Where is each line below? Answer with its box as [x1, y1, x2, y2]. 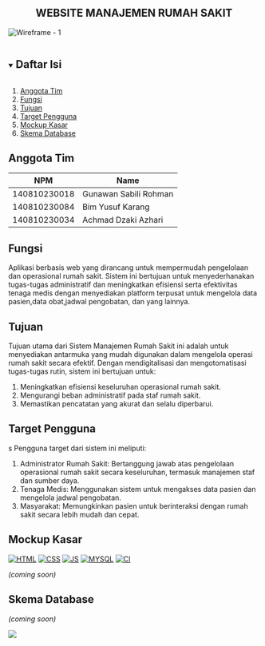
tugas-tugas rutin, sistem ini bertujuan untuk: [8, 367, 156, 376]
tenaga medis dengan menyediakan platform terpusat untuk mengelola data [8, 288, 258, 298]
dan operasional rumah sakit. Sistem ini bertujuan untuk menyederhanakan [8, 271, 255, 281]
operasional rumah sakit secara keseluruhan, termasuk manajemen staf [19, 467, 255, 477]
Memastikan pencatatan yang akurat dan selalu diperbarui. [19, 399, 214, 409]
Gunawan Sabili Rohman [82, 188, 174, 200]
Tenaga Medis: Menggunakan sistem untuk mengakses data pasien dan [19, 484, 256, 493]
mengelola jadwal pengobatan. [19, 493, 122, 502]
